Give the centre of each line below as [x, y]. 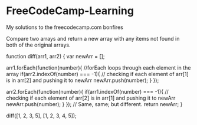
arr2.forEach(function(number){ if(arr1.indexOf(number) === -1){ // [88, 91]
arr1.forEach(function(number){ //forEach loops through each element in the [98, 68]
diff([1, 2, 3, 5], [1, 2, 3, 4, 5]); [41, 116]
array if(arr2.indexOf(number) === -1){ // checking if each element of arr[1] [97, 74]
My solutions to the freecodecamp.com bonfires [65, 27]
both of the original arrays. [38, 45]
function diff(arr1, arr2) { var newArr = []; [55, 56]
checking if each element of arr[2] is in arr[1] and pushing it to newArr [91, 98]
